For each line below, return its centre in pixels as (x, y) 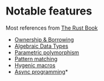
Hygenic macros (35, 65)
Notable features (49, 11)
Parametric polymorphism (47, 52)
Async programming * (41, 71)
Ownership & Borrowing (44, 39)
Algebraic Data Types (41, 46)
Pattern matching (36, 59)
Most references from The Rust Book (52, 28)
